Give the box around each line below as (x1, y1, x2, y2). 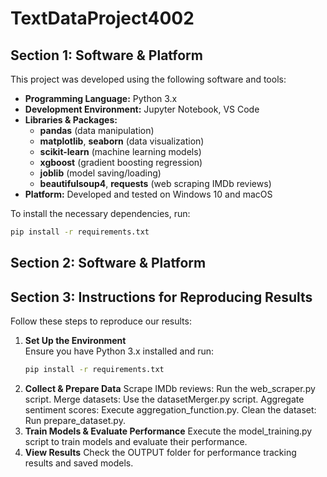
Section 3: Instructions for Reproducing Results (10, 288, 313, 306)
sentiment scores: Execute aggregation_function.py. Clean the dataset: (24, 403, 317, 416)
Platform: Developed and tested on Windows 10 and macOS (24, 188, 273, 200)
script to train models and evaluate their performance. (24, 435, 248, 447)
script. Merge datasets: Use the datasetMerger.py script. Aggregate (24, 393, 305, 405)
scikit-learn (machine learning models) (39, 146, 202, 157)
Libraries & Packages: (24, 114, 118, 126)
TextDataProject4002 (10, 7, 195, 30)
